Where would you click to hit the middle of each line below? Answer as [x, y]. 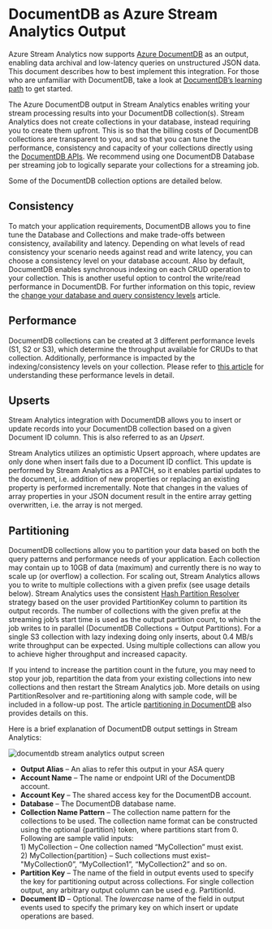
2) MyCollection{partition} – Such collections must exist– [115, 856]
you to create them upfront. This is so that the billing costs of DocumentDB [134, 130]
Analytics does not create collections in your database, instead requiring [130, 121]
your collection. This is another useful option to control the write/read [125, 278]
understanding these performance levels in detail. [91, 375]
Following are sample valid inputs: [77, 839]
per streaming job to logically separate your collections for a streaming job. [134, 164]
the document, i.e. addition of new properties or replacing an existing [124, 479]
